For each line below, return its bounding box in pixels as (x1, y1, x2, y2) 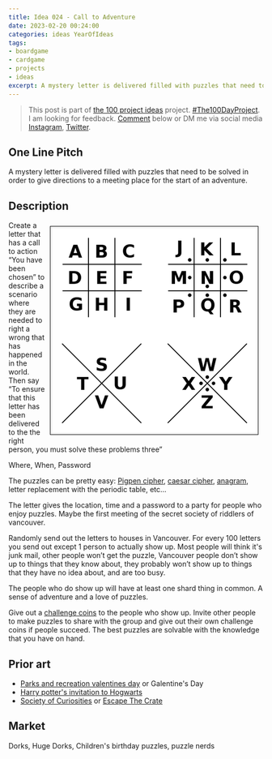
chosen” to (8, 272, 45, 282)
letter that (8, 229, 41, 239)
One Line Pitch (8, 146, 83, 160)
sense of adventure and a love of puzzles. (8, 592, 148, 602)
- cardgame (8, 56, 45, 64)
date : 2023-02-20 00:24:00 (8, 21, 100, 30)
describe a (8, 281, 45, 291)
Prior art (8, 657, 51, 671)
